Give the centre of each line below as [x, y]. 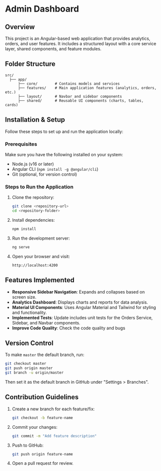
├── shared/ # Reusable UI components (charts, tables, [81, 100]
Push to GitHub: [28, 445]
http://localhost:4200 [35, 265]
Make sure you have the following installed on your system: [64, 154]
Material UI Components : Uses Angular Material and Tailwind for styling [84, 307]
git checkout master [26, 364]
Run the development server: [41, 238]
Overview [20, 27]
